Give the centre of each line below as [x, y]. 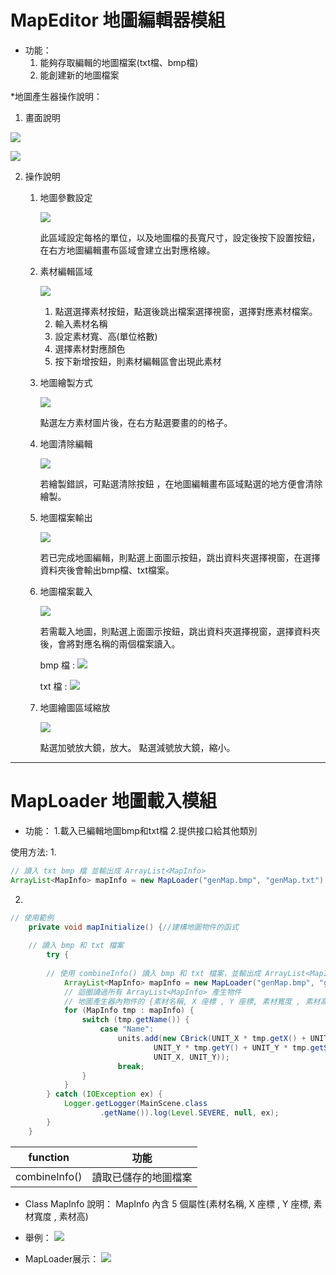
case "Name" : [127, 1029]
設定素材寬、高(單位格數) [106, 336]
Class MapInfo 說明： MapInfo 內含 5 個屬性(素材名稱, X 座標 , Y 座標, [168, 1203]
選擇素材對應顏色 [90, 348]
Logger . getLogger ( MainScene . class [135, 1104]
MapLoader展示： [62, 1258]
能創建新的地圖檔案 [79, 75]
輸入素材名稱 [81, 323]
